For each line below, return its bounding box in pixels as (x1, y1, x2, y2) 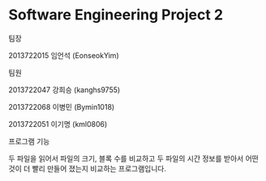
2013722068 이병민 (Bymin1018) (8, 102, 115, 112)
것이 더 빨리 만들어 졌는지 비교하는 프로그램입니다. (8, 163, 167, 173)
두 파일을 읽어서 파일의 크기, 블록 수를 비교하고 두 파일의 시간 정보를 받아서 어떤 (8, 154, 260, 163)
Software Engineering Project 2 (8, 6, 224, 24)
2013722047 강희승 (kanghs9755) (8, 85, 121, 95)
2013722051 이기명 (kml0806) (8, 119, 108, 128)
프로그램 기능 (8, 136, 50, 146)
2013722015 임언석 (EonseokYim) (8, 50, 119, 60)
